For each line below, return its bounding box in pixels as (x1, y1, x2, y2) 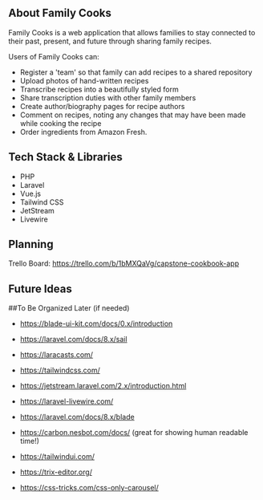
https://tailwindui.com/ (19, 452, 95, 461)
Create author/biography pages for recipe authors (19, 101, 185, 111)
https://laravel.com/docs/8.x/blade (19, 413, 135, 422)
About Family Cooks (8, 6, 112, 20)
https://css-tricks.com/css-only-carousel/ (19, 483, 159, 493)
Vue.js (19, 189, 42, 198)
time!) (19, 437, 40, 446)
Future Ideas (8, 282, 72, 295)
